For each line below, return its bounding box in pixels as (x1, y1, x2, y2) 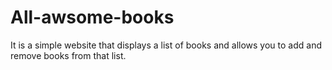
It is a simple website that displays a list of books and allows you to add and (10, 39, 322, 51)
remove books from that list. (10, 49, 127, 61)
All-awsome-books (10, 6, 175, 29)
